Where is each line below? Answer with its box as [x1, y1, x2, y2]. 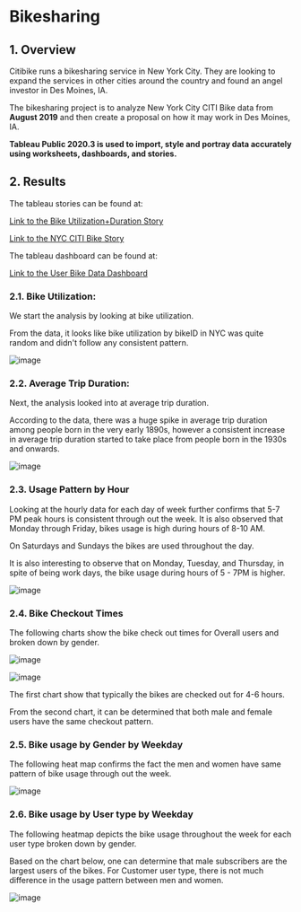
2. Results [9, 174, 66, 189]
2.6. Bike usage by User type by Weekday [9, 808, 194, 820]
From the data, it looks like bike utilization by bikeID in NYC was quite [9, 328, 264, 338]
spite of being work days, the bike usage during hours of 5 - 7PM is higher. [9, 567, 286, 578]
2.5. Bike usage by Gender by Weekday [9, 738, 184, 750]
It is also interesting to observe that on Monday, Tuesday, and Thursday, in [9, 557, 285, 568]
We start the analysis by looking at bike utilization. [9, 311, 194, 321]
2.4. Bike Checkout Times [9, 607, 124, 619]
